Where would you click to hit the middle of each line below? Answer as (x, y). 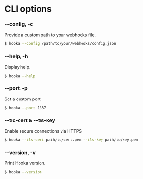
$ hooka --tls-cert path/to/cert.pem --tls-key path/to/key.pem (71, 140)
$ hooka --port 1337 (26, 108)
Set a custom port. (23, 99)
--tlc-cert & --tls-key (30, 120)
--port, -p (16, 88)
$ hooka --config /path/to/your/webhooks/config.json (61, 44)
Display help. (18, 67)
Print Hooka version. (25, 163)
